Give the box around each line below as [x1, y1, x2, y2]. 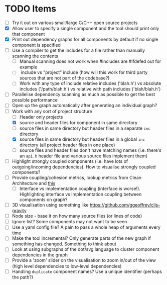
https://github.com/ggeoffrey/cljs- [89, 202, 160, 208]
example [19, 64, 38, 70]
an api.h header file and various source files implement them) [19, 153, 147, 159]
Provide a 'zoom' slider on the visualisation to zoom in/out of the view [12, 257, 156, 263]
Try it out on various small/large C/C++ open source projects [12, 20, 138, 26]
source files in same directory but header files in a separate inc [19, 125, 151, 131]
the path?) [12, 274, 34, 280]
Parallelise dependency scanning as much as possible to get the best [12, 91, 155, 98]
